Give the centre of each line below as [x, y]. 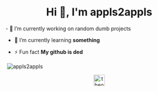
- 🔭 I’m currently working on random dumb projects [68, 28]
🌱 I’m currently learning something [57, 40]
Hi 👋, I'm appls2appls [99, 12]
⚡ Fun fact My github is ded [48, 52]
